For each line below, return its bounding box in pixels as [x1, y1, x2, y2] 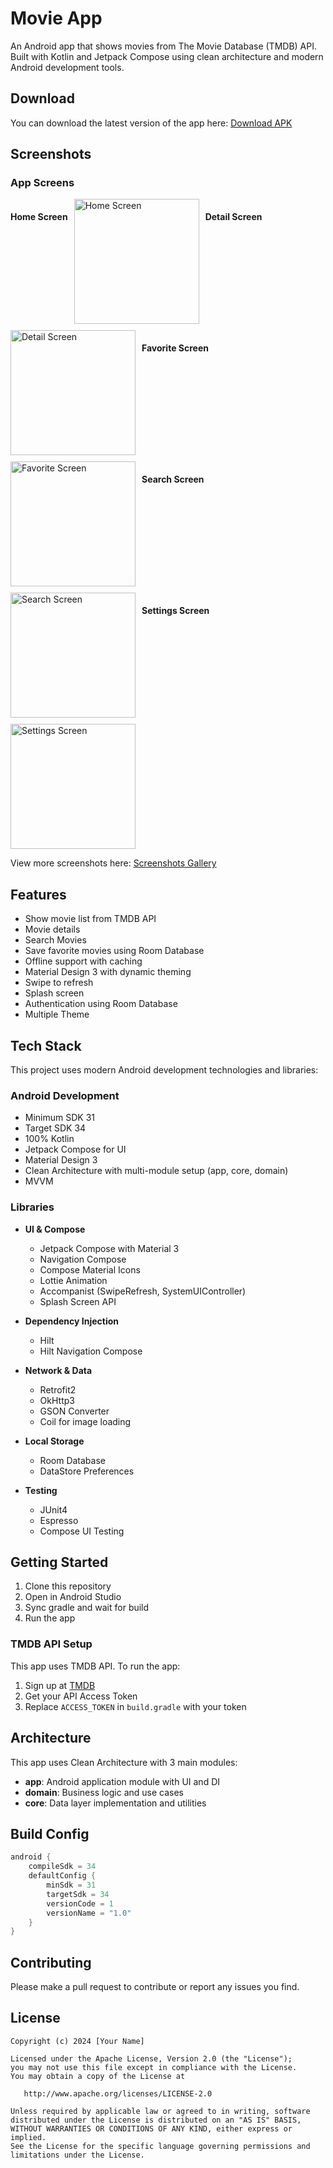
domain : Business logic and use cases [24, 1786, 185, 1798]
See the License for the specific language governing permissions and [10, 2141, 311, 2151]
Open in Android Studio [24, 1591, 122, 1603]
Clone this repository [24, 1580, 112, 1592]
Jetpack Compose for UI [24, 1143, 127, 1156]
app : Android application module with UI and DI [24, 1775, 221, 1787]
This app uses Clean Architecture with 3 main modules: [10, 1756, 238, 1768]
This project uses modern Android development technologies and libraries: [10, 1064, 319, 1076]
